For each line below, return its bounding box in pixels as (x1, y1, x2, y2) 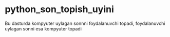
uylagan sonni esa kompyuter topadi (5, 25, 82, 31)
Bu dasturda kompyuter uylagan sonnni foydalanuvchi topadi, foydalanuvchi (5, 20, 165, 26)
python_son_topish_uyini (5, 4, 114, 15)
